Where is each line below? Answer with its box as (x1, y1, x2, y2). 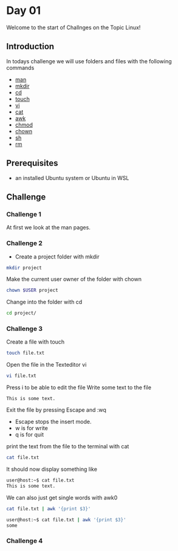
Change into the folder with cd (6, 299, 83, 306)
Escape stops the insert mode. (15, 418, 92, 426)
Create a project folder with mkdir (15, 253, 100, 260)
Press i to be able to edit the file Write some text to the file (6, 384, 152, 391)
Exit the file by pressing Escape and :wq (6, 406, 106, 414)
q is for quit (15, 431, 44, 438)
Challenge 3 (6, 325, 43, 333)
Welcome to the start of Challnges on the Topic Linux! (6, 24, 141, 31)
